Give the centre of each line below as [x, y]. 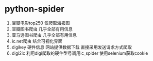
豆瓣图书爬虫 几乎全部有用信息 [42, 29]
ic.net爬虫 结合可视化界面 [37, 41]
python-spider [34, 9]
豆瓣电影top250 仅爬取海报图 [41, 23]
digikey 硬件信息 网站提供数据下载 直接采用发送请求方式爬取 [72, 47]
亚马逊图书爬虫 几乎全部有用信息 [44, 35]
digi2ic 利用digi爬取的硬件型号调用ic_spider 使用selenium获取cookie [80, 53]
